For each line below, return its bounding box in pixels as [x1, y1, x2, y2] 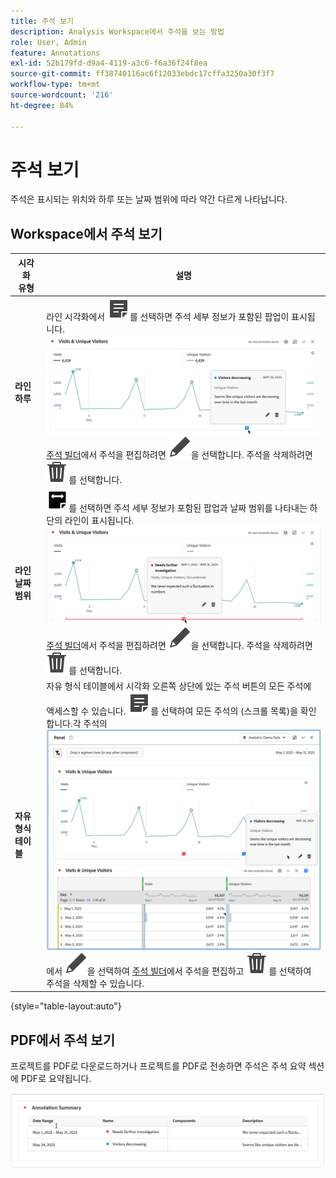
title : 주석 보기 [10, 16, 75, 26]
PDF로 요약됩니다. [20, 1073, 92, 1085]
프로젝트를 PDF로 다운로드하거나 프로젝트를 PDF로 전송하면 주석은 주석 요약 [10, 1060, 307, 1072]
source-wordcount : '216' [10, 90, 114, 100]
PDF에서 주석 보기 [10, 1031, 115, 1049]
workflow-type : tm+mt [10, 80, 101, 90]
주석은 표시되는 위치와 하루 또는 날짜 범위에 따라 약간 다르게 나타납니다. [10, 193, 288, 205]
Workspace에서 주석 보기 [10, 225, 163, 242]
